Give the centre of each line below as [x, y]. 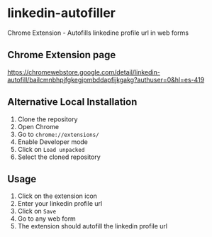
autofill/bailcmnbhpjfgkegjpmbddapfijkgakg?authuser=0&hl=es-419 [106, 79]
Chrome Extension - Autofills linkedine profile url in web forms [98, 33]
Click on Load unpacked [51, 149]
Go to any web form [46, 219]
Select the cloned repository [59, 157]
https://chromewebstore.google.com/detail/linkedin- [84, 72]
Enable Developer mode [53, 142]
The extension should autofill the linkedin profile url [93, 226]
